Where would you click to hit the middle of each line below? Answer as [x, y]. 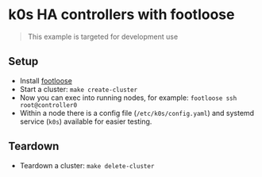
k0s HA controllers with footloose [121, 15]
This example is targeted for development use [103, 37]
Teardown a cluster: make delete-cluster [87, 165]
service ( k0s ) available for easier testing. [86, 121]
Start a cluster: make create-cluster [79, 89]
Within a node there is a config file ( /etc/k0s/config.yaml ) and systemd [137, 113]
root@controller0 [48, 105]
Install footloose [46, 80]
